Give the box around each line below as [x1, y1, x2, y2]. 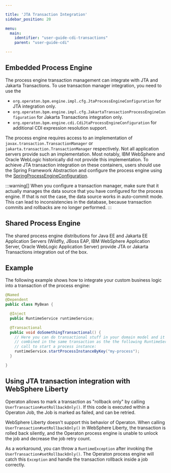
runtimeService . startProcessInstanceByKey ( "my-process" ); [14, 349, 140, 354]
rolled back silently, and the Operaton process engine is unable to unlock [5, 430, 158, 436]
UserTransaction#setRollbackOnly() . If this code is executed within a [5, 404, 150, 410]
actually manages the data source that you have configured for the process [5, 188, 163, 194]
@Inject [10, 311, 26, 316]
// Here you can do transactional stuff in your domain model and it [14, 335, 165, 340]
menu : [5, 26, 17, 31]
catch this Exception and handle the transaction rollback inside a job [5, 456, 149, 462]
